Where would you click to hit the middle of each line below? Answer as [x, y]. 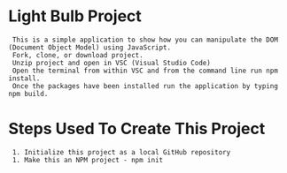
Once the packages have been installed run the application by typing [145, 86]
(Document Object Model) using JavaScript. [90, 47]
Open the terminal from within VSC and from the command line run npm [145, 71]
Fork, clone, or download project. [78, 55]
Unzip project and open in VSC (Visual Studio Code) [112, 63]
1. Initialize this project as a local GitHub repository [121, 152]
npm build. [28, 94]
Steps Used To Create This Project [137, 129]
